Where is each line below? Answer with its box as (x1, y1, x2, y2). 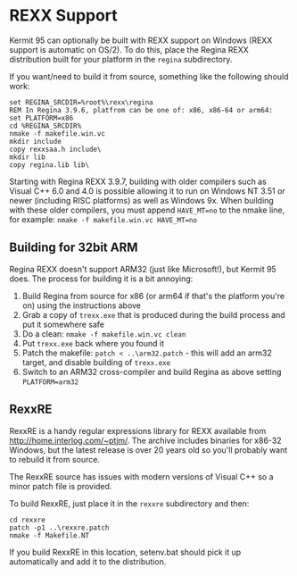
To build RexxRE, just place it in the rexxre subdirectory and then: (9, 497, 250, 509)
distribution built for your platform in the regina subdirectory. (9, 54, 233, 64)
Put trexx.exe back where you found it (21, 338, 165, 348)
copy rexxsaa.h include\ (9, 145, 102, 154)
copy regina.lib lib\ (9, 160, 90, 170)
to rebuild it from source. (9, 454, 101, 464)
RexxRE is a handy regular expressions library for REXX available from (9, 425, 267, 436)
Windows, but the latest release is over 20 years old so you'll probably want (9, 444, 288, 455)
